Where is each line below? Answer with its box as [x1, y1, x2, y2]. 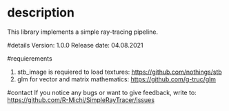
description [7, 5, 74, 21]
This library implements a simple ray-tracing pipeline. [7, 28, 159, 36]
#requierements [7, 54, 53, 63]
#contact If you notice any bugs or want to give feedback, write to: [7, 88, 197, 97]
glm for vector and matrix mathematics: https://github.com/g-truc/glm [17, 74, 216, 83]
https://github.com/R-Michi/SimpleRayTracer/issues [7, 95, 155, 104]
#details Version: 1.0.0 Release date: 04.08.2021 [7, 41, 143, 49]
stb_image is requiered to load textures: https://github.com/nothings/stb [17, 68, 222, 76]
